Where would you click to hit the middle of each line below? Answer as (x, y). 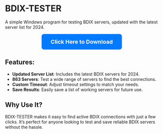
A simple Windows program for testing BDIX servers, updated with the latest (81, 22)
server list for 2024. (25, 27)
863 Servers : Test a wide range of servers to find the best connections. (84, 79)
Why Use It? (24, 105)
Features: (20, 62)
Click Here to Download (82, 42)
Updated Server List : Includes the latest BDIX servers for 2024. (76, 74)
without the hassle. (24, 127)
